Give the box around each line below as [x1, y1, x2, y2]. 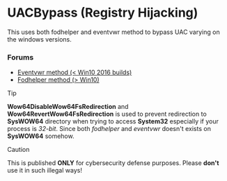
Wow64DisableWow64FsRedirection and [7, 103, 129, 111]
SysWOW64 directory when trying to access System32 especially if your [7, 117, 219, 126]
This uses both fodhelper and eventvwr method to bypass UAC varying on [7, 28, 221, 36]
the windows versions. [7, 35, 72, 43]
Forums [7, 52, 34, 62]
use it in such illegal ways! [7, 166, 82, 175]
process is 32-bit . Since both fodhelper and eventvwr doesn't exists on [7, 125, 211, 133]
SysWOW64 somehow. [7, 132, 75, 140]
